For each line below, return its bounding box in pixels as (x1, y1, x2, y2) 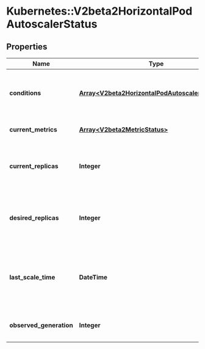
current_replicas (9, 162, 59, 170)
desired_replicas (9, 214, 59, 222)
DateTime (79, 273, 108, 281)
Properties (6, 41, 48, 52)
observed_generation (9, 321, 73, 330)
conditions (9, 89, 41, 97)
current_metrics (9, 125, 57, 133)
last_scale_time (9, 273, 56, 281)
